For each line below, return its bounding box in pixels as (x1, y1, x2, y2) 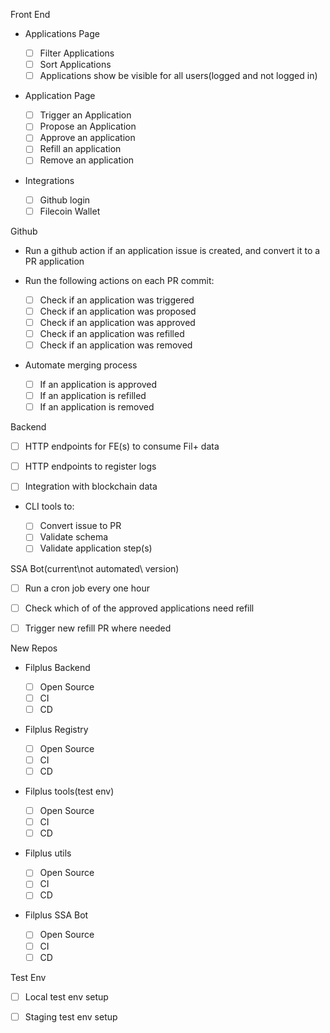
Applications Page (24, 28, 100, 39)
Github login (39, 194, 91, 206)
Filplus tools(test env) (24, 785, 115, 798)
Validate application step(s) (39, 542, 153, 554)
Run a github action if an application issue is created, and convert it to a (24, 244, 321, 256)
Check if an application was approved (39, 316, 196, 328)
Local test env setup (24, 990, 109, 1003)
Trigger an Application (39, 109, 132, 121)
